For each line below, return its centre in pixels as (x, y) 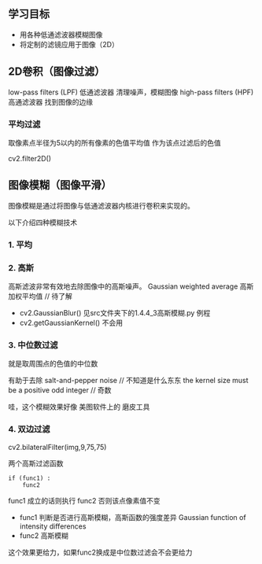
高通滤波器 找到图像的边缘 (50, 101)
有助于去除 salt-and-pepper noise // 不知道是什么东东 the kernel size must (129, 381)
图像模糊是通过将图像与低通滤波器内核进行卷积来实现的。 (101, 205)
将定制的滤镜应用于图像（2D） (69, 44)
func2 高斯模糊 (44, 535)
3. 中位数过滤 (33, 345)
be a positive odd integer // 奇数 (60, 390)
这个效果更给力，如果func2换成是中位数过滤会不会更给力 (100, 552)
